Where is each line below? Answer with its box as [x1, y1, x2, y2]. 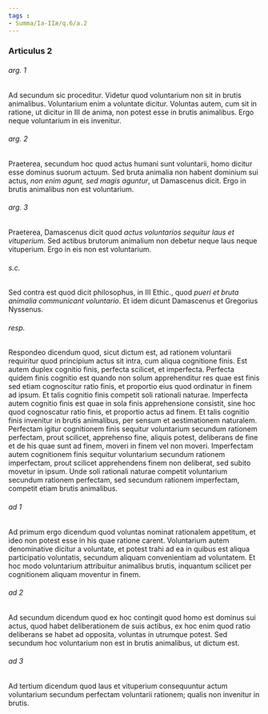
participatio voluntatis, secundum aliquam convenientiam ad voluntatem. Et [8, 552, 256, 562]
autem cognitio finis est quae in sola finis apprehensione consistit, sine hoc [8, 399, 256, 408]
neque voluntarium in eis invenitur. [8, 115, 122, 125]
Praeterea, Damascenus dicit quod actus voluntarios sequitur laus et [8, 227, 234, 237]
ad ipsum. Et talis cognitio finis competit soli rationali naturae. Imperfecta [8, 390, 248, 400]
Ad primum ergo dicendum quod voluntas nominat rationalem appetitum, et [8, 527, 256, 536]
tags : [8, 11, 30, 20]
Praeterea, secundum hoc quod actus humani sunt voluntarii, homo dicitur [8, 158, 253, 168]
